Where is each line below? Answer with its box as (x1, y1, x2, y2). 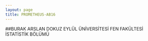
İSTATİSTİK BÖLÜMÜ (5, 31, 50, 37)
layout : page (5, 7, 33, 12)
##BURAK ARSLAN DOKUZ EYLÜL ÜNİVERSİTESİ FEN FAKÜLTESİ (5, 25, 143, 31)
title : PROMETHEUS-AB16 (5, 12, 56, 17)
